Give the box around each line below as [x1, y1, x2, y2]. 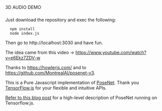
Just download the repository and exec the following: [5, 17, 116, 23]
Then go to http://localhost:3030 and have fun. [5, 40, 103, 46]
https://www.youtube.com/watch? [75, 50, 147, 56]
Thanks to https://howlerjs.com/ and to [5, 65, 87, 71]
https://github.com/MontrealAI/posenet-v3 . [5, 70, 95, 76]
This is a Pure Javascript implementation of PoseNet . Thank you [5, 80, 139, 86]
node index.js [10, 31, 39, 36]
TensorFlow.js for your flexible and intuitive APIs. [5, 85, 107, 91]
